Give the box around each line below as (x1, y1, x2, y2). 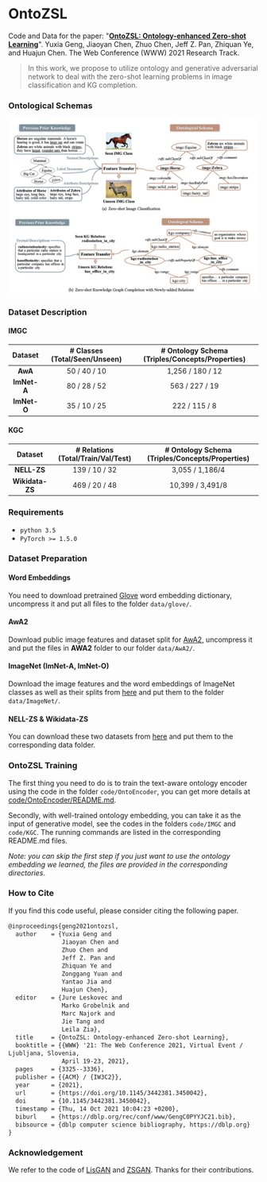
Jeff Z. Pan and (61, 954, 115, 962)
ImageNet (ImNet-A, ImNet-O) (8, 661, 110, 671)
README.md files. (8, 836, 68, 845)
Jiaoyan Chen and (61, 938, 119, 946)
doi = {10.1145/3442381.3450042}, (15, 1097, 151, 1105)
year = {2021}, (15, 1081, 83, 1089)
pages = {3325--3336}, (15, 1065, 105, 1073)
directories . (8, 867, 46, 878)
